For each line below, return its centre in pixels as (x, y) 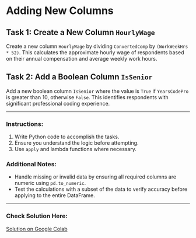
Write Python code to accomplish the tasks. (67, 137)
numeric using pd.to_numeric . (50, 183)
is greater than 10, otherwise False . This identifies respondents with (87, 97)
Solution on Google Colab (37, 229)
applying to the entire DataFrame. (55, 195)
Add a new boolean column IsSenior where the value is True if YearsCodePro (97, 91)
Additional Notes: (32, 164)
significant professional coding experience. (58, 103)
